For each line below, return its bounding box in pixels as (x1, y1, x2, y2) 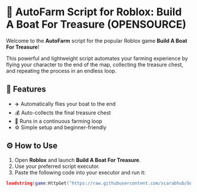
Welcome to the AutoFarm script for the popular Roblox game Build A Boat (6, 37, 188, 44)
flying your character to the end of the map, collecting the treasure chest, (6, 61, 184, 68)
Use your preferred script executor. (14, 163, 100, 170)
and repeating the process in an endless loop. (6, 67, 117, 74)
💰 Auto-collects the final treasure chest (14, 109, 111, 116)
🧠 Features (6, 85, 46, 95)
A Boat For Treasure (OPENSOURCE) (6, 18, 186, 31)
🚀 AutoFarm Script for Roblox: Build (6, 5, 182, 19)
